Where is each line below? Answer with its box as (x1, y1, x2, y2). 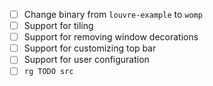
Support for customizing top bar (23, 42, 157, 54)
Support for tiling (23, 20, 94, 32)
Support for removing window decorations (23, 31, 199, 43)
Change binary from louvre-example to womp (23, 9, 203, 20)
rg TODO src (23, 67, 74, 77)
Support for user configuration (23, 54, 150, 66)
